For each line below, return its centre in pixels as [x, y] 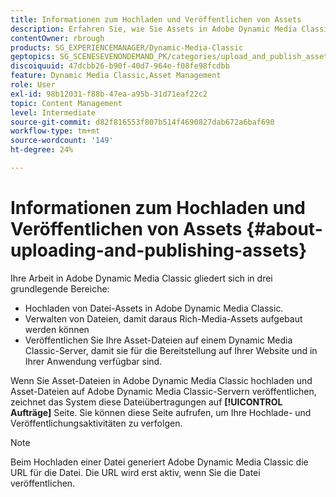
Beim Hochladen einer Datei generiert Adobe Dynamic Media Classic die [159, 462]
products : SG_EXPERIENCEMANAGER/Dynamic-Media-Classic [127, 47]
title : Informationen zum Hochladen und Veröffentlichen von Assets [156, 19]
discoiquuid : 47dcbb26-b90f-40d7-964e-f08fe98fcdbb [120, 66]
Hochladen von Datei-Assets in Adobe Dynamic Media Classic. [154, 308]
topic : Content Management [66, 103]
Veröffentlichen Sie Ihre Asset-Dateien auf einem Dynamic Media [158, 340]
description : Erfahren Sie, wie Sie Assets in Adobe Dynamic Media [154, 29]
